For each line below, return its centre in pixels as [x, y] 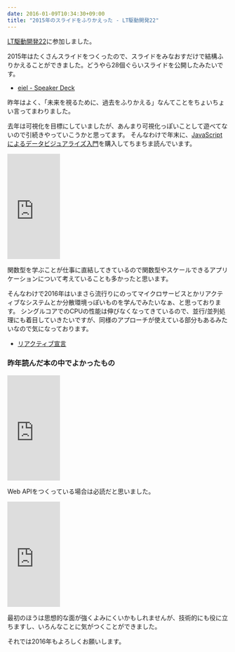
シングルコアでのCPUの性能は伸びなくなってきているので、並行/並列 [120, 311]
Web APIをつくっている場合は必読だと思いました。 [81, 491]
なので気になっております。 [53, 328]
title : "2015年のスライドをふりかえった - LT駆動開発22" [83, 20]
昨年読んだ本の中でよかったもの [61, 364]
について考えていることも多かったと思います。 [105, 279]
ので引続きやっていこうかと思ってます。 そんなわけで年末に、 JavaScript [118, 135]
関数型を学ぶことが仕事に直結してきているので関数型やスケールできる [108, 270]
